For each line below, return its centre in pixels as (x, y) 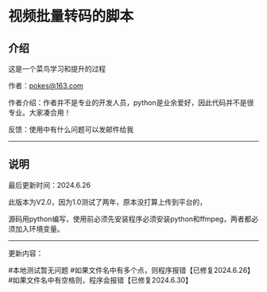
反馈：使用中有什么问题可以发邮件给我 (71, 129)
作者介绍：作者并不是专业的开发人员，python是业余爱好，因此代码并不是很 (131, 103)
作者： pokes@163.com (46, 86)
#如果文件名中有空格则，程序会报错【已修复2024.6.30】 (101, 280)
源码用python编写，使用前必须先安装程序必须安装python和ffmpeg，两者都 (130, 219)
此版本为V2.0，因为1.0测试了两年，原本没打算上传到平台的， (107, 202)
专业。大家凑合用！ (40, 113)
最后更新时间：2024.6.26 (50, 185)
